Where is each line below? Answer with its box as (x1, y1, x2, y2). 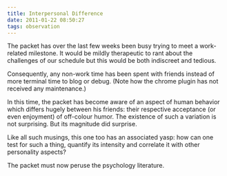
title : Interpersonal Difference (7, 10, 103, 17)
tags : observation (7, 23, 60, 30)
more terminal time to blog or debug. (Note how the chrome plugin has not (7, 77, 219, 86)
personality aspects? (7, 148, 67, 156)
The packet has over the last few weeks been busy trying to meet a (7, 42, 199, 50)
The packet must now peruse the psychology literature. (7, 162, 165, 170)
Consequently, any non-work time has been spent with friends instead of (7, 70, 215, 78)
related (7, 49, 28, 57)
